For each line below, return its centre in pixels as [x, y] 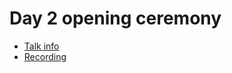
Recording [45, 56]
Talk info [41, 46]
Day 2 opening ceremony [115, 18]
